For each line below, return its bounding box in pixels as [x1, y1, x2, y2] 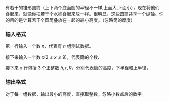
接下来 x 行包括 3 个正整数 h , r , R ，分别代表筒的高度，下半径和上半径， [5, 65, 151, 71]
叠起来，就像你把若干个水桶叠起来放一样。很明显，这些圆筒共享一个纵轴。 [5, 11, 159, 17]
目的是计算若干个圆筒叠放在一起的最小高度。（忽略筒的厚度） [9, 17, 135, 23]
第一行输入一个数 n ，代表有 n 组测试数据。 [5, 43, 94, 49]
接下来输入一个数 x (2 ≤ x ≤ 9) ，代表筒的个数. [5, 54, 99, 60]
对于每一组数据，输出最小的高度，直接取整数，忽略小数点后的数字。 [5, 91, 146, 97]
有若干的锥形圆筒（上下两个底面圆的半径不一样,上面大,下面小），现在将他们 [5, 5, 160, 10]
